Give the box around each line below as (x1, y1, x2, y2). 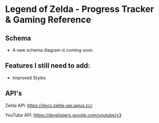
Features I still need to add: (5, 61, 91, 70)
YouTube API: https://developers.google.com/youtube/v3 (5, 112, 122, 118)
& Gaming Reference (5, 14, 92, 25)
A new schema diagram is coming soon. (12, 47, 94, 53)
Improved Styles (12, 75, 46, 81)
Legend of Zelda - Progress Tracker (5, 3, 155, 15)
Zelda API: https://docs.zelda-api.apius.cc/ (5, 102, 93, 108)
